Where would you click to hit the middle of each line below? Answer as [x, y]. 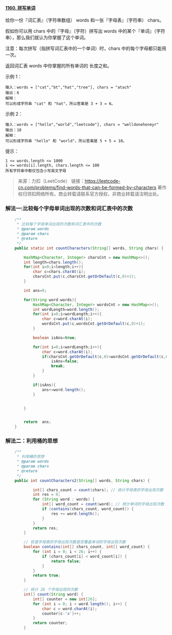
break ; [58, 366]
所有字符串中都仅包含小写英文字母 [36, 171]
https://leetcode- [102, 181]
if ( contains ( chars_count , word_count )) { [88, 509]
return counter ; [50, 623]
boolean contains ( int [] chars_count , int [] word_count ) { [87, 547]
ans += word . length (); [64, 390]
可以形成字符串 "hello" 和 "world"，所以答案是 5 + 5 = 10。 [66, 141]
